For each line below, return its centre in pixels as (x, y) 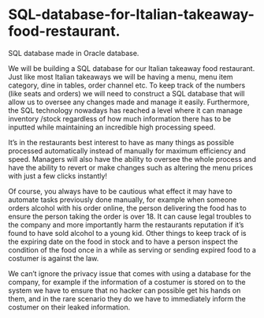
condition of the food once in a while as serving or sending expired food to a (132, 249)
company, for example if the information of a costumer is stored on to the (127, 282)
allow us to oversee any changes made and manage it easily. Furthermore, (129, 102)
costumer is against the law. (54, 258)
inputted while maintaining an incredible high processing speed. (112, 127)
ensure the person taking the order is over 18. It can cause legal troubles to (130, 216)
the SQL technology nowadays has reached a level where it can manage (125, 110)
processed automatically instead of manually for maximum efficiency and (127, 151)
